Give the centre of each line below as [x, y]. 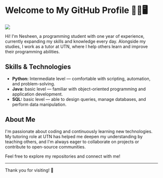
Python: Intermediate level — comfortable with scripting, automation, [81, 79]
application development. [37, 94]
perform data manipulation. [39, 104]
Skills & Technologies [38, 67]
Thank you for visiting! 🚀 [29, 170]
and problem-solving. [33, 83]
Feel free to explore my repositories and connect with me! [63, 156]
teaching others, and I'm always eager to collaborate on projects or [72, 142]
